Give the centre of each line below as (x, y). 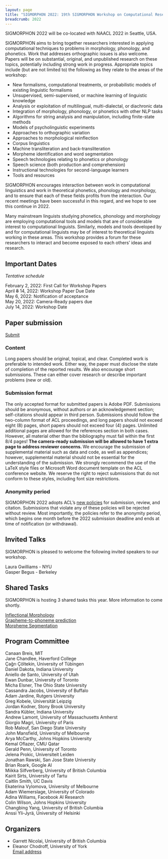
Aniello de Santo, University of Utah (42, 674)
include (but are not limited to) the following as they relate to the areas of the (84, 70)
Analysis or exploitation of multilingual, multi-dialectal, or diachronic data (87, 106)
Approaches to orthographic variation (51, 133)
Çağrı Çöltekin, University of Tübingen (44, 664)
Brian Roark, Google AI (29, 765)
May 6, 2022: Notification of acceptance (47, 296)
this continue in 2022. (27, 207)
